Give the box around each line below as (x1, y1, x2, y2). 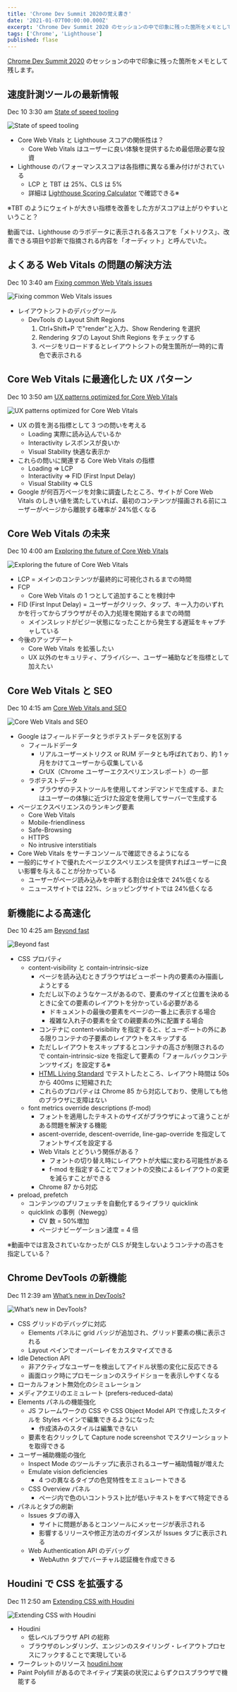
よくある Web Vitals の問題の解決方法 (7, 259, 172, 271)
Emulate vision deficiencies (28, 1467, 108, 1476)
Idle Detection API (17, 1354, 71, 1362)
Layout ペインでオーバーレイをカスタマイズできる (28, 1346, 174, 1354)
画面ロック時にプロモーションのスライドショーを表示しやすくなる (28, 1371, 220, 1379)
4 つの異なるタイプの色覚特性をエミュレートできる (38, 1475, 187, 1484)
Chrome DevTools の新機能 (7, 1272, 127, 1284)
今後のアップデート (17, 636, 74, 644)
